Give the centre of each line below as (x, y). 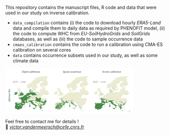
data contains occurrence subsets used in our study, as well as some (85, 55)
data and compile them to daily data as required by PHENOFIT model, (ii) (89, 28)
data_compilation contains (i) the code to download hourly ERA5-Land (87, 23)
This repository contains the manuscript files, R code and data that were (81, 7)
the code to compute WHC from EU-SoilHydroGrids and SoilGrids (81, 33)
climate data (26, 61)
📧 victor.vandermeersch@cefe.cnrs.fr (45, 127)
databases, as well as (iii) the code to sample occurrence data (78, 39)
